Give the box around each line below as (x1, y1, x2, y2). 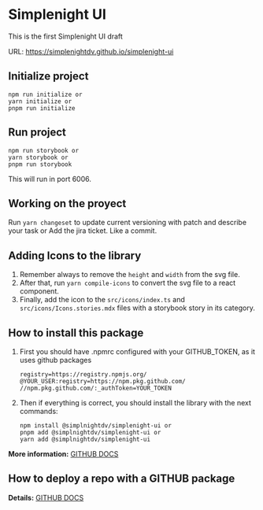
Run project (8, 126, 67, 139)
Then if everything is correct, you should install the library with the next (19, 398, 252, 407)
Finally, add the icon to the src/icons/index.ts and (19, 295, 185, 305)
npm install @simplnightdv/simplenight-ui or (19, 422, 172, 430)
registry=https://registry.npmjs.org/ (19, 371, 147, 379)
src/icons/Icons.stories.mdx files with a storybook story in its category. (19, 303, 256, 312)
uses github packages (19, 356, 92, 364)
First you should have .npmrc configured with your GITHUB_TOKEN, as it (19, 347, 256, 356)
